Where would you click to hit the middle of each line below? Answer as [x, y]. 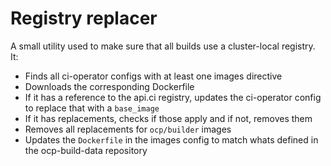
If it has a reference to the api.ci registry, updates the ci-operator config [173, 97]
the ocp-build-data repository [86, 150]
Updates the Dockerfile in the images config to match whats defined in [171, 139]
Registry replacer [84, 18]
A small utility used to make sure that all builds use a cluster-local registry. [163, 46]
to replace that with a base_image [92, 108]
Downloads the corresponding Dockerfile [109, 86]
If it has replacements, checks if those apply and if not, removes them [168, 118]
